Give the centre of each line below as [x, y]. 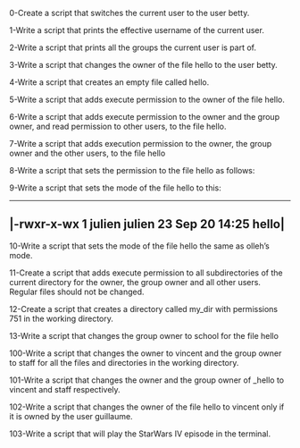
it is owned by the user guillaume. [71, 416]
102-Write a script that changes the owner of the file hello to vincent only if [147, 407]
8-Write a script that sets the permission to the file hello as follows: [132, 170]
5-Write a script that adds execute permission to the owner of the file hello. [147, 99]
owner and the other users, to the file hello [87, 153]
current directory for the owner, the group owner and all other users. [135, 282]
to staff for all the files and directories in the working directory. [124, 362]
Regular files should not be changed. [77, 292]
